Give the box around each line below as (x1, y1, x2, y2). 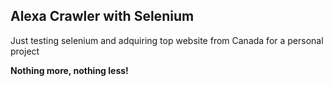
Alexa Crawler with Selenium (10, 8, 195, 25)
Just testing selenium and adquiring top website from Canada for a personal (10, 34, 324, 46)
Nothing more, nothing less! (10, 64, 129, 76)
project (10, 45, 40, 57)
